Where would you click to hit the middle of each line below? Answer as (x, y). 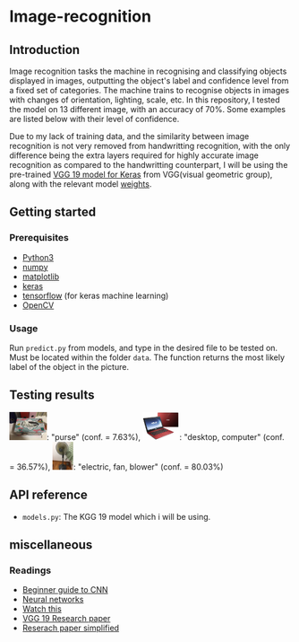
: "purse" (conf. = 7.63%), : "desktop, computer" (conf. (165, 436)
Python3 (38, 257)
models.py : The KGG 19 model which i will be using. (116, 516)
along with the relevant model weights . (81, 184)
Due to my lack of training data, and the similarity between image (129, 136)
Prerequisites (39, 238)
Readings (30, 570)
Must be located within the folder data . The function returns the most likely (147, 357)
